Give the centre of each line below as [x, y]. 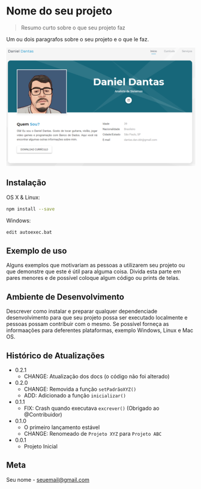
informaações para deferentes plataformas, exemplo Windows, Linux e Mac [100, 330]
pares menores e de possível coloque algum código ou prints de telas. [93, 278]
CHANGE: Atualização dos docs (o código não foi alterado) [97, 376]
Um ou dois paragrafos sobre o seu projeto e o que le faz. [78, 39]
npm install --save [31, 209]
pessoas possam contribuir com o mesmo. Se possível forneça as [88, 324]
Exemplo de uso [37, 251]
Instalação [26, 183]
